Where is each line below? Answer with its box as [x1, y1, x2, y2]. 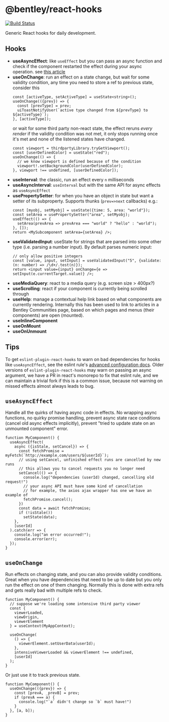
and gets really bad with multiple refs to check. [5, 588, 103, 594]
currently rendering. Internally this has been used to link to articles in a [12, 301, 159, 308]
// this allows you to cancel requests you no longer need [18, 466, 145, 471]
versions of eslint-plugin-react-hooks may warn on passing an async [5, 367, 152, 373]
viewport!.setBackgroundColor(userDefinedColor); [17, 163, 123, 168]
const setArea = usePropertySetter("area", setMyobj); [12, 212, 130, 217]
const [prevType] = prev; [17, 103, 71, 108]
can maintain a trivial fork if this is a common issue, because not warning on [5, 378, 163, 384]
